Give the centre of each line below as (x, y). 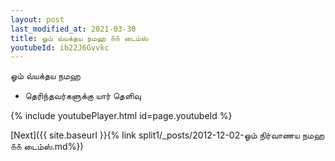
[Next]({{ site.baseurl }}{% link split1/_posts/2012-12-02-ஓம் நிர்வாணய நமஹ (167, 135)
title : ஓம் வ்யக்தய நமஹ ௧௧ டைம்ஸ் (79, 38)
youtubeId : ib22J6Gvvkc (60, 47)
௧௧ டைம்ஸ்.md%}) (47, 147)
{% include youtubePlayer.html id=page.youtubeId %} (121, 116)
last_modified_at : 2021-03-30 (73, 29)
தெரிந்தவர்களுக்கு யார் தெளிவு (83, 96)
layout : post (37, 19)
